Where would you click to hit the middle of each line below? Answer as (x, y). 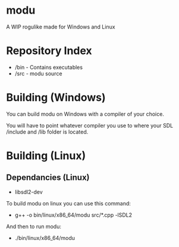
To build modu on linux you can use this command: (68, 203)
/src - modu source (38, 73)
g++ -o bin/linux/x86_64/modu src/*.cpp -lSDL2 (73, 215)
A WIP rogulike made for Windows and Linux (61, 27)
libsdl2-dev (29, 192)
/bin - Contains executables (49, 67)
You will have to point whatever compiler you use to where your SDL (90, 125)
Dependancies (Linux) (48, 178)
